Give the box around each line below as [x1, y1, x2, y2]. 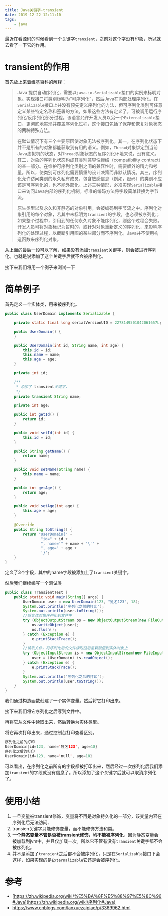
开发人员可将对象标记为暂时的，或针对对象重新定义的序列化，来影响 [17, 224, 158, 230]
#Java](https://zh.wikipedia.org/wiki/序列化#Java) [12, 899, 116, 905]
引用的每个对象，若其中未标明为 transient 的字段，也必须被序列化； [21, 211, 161, 217]
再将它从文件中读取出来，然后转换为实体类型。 [5, 719, 101, 725]
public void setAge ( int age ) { [14, 504, 79, 509]
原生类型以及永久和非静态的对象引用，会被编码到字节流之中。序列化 [17, 205, 158, 211]
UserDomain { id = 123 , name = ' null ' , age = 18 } [5, 753, 93, 758]
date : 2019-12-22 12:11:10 [5, 12, 61, 17]
